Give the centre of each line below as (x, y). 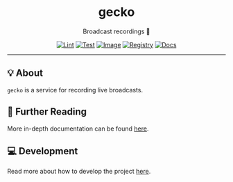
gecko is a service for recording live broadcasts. (75, 90)
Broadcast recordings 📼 (116, 31)
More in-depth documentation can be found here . (78, 129)
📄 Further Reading (47, 112)
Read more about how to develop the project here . (79, 172)
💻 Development (43, 151)
